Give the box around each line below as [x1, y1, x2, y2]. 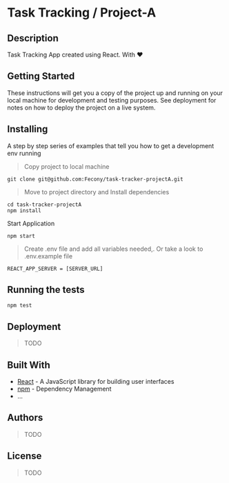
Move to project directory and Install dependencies [23, 187, 170, 196]
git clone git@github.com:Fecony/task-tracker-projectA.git [7, 176, 184, 183]
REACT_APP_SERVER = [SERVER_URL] [7, 265, 103, 272]
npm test [7, 302, 32, 309]
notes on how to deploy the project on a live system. [7, 103, 156, 112]
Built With [7, 359, 50, 371]
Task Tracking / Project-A [7, 5, 157, 21]
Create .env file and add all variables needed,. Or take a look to [23, 245, 203, 253]
